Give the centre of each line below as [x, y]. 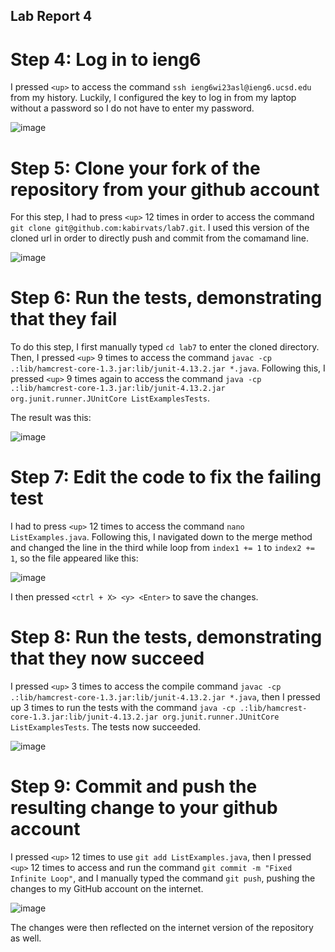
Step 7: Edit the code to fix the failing [166, 477]
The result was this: [51, 418]
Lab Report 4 [51, 16]
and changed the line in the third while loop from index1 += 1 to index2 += [162, 548]
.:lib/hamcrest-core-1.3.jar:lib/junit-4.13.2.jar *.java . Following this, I [168, 368]
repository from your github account [165, 189]
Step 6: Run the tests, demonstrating [166, 298]
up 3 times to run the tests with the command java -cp [123, 708]
